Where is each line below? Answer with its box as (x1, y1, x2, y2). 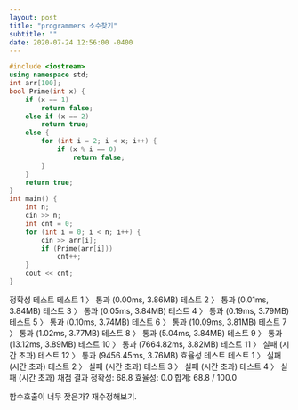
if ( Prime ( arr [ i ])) (41, 244, 114, 253)
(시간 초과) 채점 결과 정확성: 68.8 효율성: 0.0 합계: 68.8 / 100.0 (18, 372, 238, 382)
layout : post (9, 12, 58, 22)
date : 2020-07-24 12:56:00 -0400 (9, 37, 133, 47)
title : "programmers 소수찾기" (9, 21, 118, 30)
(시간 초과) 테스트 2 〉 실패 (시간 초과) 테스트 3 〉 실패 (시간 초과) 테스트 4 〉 (9, 361, 278, 372)
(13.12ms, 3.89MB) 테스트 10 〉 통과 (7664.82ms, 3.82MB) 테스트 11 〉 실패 (9, 339, 278, 350)
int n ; (25, 203, 50, 212)
